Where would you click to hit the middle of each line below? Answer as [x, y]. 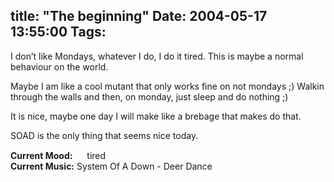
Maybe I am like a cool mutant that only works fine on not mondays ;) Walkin [167, 86]
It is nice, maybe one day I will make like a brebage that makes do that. [156, 116]
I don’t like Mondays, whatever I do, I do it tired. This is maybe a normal [157, 56]
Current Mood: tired [58, 155]
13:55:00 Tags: [58, 32]
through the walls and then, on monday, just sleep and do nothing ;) [149, 96]
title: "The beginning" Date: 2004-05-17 [139, 16]
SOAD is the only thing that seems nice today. [104, 135]
